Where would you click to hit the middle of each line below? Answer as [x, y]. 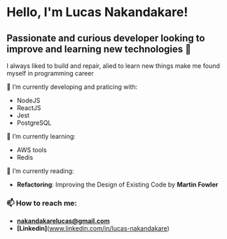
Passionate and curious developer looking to [106, 38]
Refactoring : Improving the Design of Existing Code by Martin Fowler [117, 184]
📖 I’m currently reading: [40, 171]
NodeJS [28, 100]
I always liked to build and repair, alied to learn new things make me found [113, 66]
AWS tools [32, 150]
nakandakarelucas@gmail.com [63, 221]
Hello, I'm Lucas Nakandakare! [97, 12]
